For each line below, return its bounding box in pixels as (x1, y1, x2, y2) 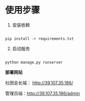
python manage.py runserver (5, 60, 63, 65)
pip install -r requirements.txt (5, 36, 74, 41)
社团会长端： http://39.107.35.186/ (5, 80, 73, 86)
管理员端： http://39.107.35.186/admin (5, 90, 80, 96)
